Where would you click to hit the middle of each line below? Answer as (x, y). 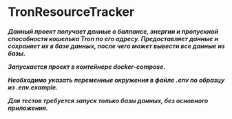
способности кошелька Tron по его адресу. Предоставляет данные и (113, 39)
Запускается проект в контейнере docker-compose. (87, 67)
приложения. (28, 108)
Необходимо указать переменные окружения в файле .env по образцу (116, 80)
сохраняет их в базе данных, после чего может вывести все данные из (116, 46)
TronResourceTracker (71, 12)
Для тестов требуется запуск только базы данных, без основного (108, 100)
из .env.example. (33, 87)
